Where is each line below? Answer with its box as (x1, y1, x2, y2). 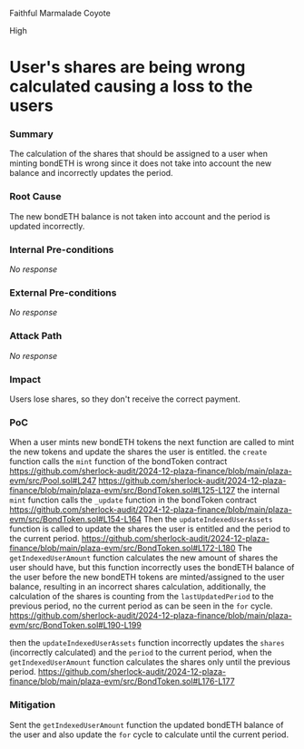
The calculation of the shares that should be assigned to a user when (9, 149, 268, 160)
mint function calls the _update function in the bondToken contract (9, 494, 257, 506)
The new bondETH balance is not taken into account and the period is (9, 210, 270, 221)
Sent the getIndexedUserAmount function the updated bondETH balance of (9, 719, 284, 730)
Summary (9, 128, 54, 141)
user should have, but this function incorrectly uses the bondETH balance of (9, 562, 295, 573)
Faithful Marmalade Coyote (9, 8, 111, 18)
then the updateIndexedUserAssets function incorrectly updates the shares (9, 637, 285, 648)
